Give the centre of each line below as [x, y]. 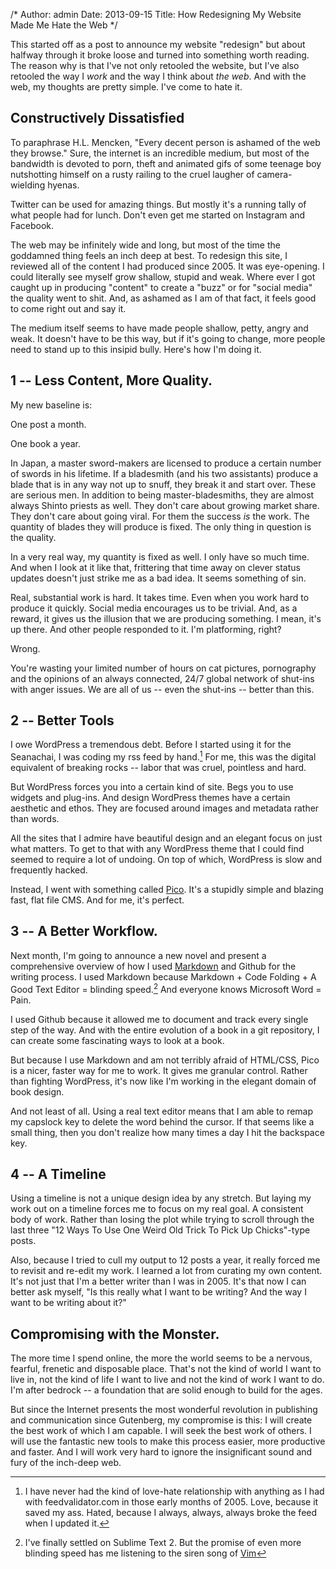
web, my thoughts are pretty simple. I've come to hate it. [126, 87]
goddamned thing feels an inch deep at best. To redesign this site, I [149, 255]
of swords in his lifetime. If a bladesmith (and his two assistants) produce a [164, 473]
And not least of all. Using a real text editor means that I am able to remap [162, 1111]
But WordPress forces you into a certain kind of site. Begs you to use [152, 787]
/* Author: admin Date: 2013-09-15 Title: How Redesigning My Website [156, 14]
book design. [37, 1091]
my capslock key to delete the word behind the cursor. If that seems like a [162, 1121]
